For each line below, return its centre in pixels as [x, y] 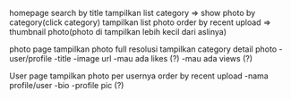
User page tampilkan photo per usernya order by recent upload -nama [139, 76]
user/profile [30, 58]
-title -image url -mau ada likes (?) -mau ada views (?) [153, 58]
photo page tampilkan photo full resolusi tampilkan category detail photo [143, 49]
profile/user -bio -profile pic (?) [67, 85]
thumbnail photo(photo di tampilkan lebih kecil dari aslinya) [118, 32]
